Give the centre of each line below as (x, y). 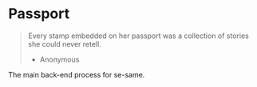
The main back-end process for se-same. (77, 74)
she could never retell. (64, 43)
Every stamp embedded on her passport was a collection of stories (138, 36)
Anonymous (59, 59)
